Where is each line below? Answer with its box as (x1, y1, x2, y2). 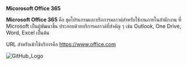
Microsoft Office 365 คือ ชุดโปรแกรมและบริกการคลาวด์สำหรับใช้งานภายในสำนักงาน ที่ (6, 16, 182, 23)
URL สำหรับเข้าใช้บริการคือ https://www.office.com (6, 41, 117, 48)
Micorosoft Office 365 (6, 5, 61, 12)
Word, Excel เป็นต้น (6, 29, 50, 36)
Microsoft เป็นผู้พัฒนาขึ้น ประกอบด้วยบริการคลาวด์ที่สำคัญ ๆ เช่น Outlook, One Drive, (6, 23, 182, 30)
